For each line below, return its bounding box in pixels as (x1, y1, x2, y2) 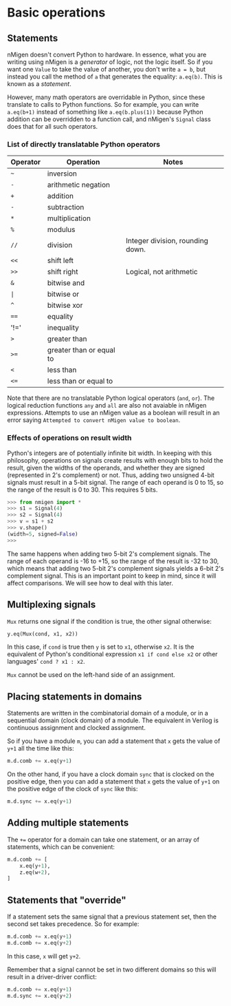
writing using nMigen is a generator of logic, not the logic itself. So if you (7, 58, 213, 66)
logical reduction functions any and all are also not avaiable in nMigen (7, 401, 207, 410)
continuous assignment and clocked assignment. (7, 724, 146, 732)
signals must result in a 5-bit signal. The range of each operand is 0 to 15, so (7, 478, 224, 486)
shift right (47, 267, 78, 277)
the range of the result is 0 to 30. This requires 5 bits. (7, 485, 158, 494)
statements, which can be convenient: (7, 842, 115, 851)
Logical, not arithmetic (126, 267, 198, 277)
